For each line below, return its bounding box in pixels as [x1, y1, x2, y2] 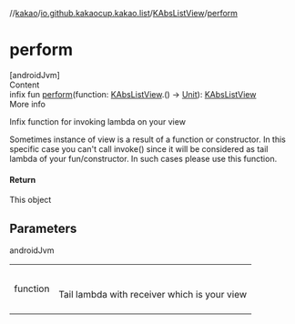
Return [9, 174, 36, 185]
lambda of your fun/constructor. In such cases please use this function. [9, 153, 278, 164]
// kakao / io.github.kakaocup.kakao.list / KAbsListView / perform [9, 8, 239, 18]
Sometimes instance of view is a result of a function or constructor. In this [9, 134, 287, 145]
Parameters [9, 220, 77, 236]
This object [9, 195, 52, 206]
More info [9, 98, 46, 109]
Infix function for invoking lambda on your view [9, 116, 187, 127]
